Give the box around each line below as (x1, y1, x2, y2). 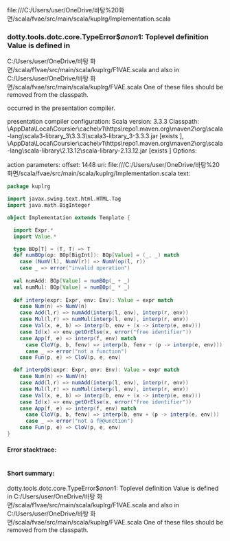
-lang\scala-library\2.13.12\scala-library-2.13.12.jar (7, 146, 148, 155)
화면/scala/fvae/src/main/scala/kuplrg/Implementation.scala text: (7, 169, 191, 177)
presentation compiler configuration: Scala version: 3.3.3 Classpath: (7, 118, 199, 126)
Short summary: (7, 469, 55, 477)
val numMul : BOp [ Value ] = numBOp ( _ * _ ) (13, 284, 130, 291)
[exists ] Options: (148, 146, 197, 155)
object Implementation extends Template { (7, 214, 130, 221)
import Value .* (13, 233, 57, 240)
